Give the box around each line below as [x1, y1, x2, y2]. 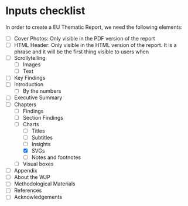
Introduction [13, 81, 44, 88]
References [13, 187, 42, 194]
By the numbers [22, 87, 61, 94]
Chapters [13, 101, 36, 108]
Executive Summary [13, 94, 63, 101]
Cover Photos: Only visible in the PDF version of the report [13, 35, 156, 42]
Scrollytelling [13, 55, 46, 62]
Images [22, 61, 41, 68]
